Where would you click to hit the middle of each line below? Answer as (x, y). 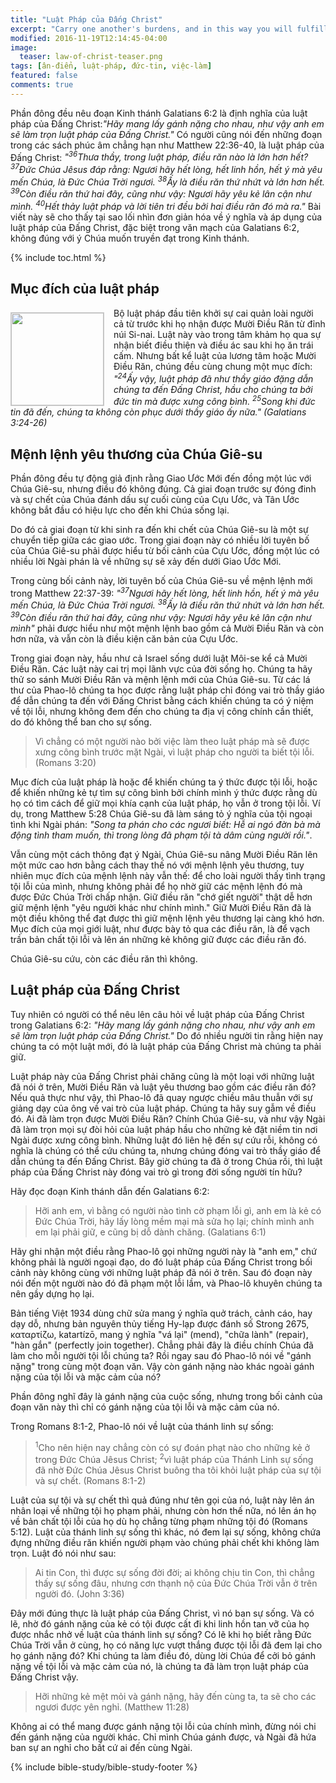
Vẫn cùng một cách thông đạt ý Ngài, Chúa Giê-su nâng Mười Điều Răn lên (164, 854)
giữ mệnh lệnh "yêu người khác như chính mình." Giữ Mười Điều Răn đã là (161, 907)
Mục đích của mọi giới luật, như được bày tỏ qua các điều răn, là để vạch (160, 928)
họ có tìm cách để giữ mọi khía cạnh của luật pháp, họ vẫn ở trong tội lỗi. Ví (165, 803)
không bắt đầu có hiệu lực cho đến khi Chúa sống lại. (120, 510)
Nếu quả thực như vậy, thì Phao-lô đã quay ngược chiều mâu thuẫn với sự (161, 1097)
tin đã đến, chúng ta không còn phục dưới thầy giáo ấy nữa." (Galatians (158, 412)
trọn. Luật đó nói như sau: (63, 1553)
